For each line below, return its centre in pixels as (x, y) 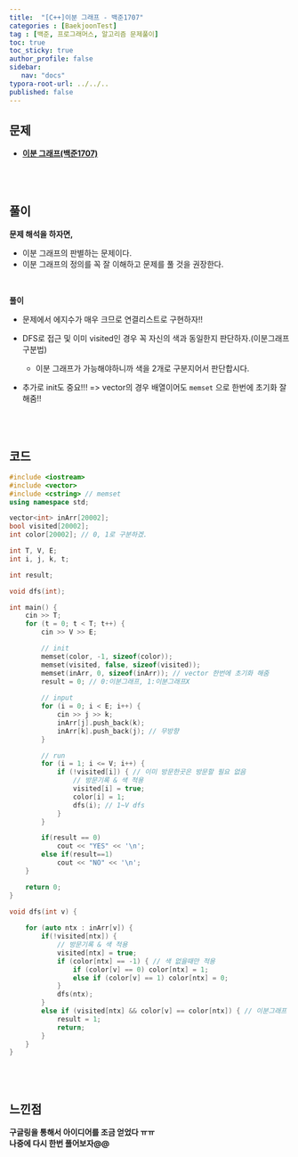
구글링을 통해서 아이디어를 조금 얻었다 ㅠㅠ (82, 1132)
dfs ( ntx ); (75, 995)
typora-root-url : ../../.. (59, 84)
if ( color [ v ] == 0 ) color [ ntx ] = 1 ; (141, 969)
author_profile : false (51, 59)
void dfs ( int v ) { (43, 911)
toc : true (28, 42)
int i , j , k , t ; (39, 559)
